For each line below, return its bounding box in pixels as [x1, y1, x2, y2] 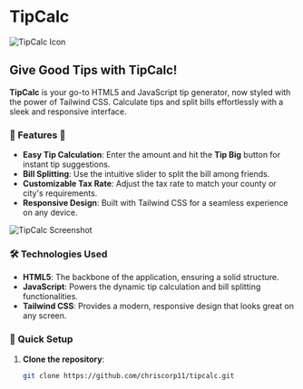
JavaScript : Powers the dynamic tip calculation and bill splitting [22, 281, 261, 292]
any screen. [22, 310, 67, 321]
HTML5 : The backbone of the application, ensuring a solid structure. [22, 272, 279, 283]
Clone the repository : [22, 354, 105, 365]
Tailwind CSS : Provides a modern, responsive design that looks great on [22, 301, 295, 312]
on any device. [22, 207, 79, 219]
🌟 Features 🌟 [9, 129, 66, 141]
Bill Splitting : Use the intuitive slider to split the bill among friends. [22, 169, 270, 180]
